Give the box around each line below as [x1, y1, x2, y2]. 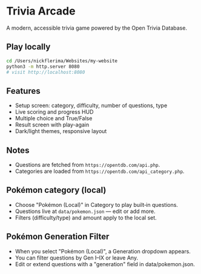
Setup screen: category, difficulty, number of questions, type [15, 102, 168, 109]
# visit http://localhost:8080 [6, 69, 85, 75]
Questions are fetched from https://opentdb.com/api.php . [15, 161, 160, 168]
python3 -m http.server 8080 [6, 64, 80, 70]
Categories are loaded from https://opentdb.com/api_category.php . [15, 168, 185, 175]
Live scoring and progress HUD [15, 108, 94, 116]
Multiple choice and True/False [15, 115, 93, 122]
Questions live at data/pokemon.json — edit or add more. [15, 207, 156, 215]
